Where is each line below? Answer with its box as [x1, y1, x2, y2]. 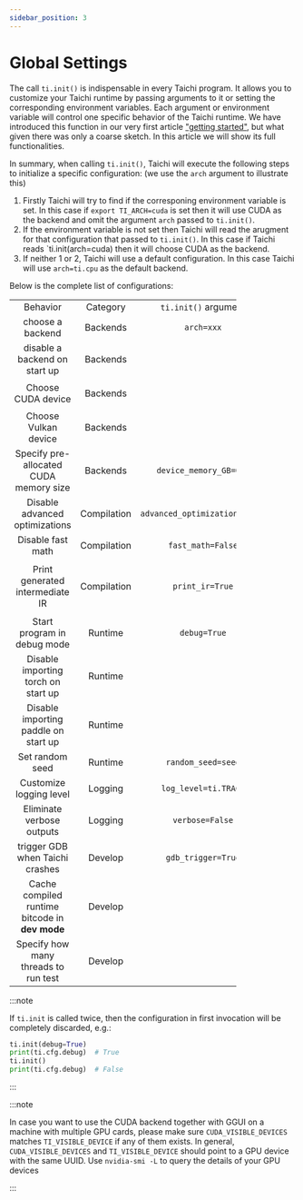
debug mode [15, 638, 71, 650]
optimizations [14, 519, 72, 531]
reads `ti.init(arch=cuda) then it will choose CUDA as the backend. [22, 243, 270, 254]
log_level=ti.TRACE [161, 783, 245, 793]
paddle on [21, 724, 64, 737]
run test [25, 971, 60, 984]
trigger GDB [17, 839, 68, 852]
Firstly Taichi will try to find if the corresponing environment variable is [22, 194, 287, 205]
